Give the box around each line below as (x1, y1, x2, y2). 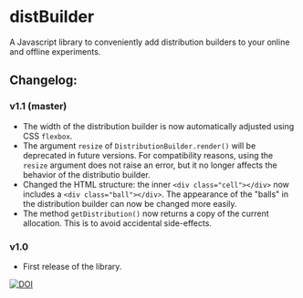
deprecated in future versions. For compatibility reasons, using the (22, 149, 274, 160)
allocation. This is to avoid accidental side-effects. (22, 217, 213, 229)
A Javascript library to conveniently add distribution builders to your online (9, 36, 290, 47)
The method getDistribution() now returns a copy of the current (22, 208, 269, 219)
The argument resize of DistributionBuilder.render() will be (22, 139, 256, 151)
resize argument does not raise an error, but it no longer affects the (22, 159, 277, 170)
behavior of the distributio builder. (22, 169, 151, 180)
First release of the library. (22, 261, 122, 272)
